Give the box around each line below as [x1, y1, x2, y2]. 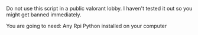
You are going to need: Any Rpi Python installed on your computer [6, 23, 167, 29]
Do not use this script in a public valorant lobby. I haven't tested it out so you [6, 5, 193, 12]
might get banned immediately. [6, 11, 82, 18]
